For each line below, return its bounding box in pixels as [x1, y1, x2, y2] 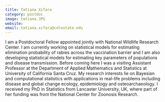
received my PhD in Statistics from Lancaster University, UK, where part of [5, 86, 158, 92]
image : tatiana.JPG [5, 16, 46, 21]
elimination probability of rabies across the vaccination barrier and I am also [5, 50, 160, 56]
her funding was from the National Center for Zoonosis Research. [5, 92, 139, 98]
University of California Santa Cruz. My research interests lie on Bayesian [5, 70, 155, 76]
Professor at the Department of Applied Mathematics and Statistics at [5, 65, 147, 71]
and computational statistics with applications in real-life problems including [5, 76, 161, 82]
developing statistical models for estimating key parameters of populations [5, 55, 158, 61]
